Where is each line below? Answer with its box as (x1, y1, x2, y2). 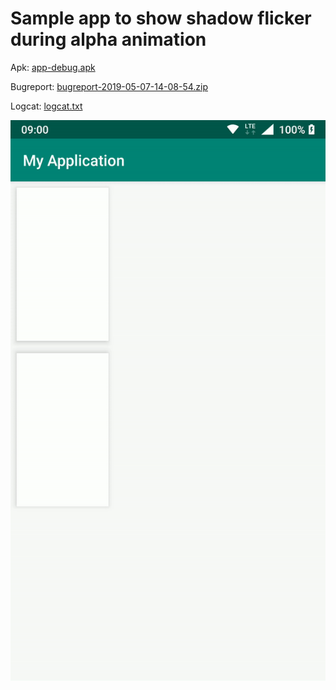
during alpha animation (10, 28, 207, 51)
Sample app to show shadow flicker (10, 7, 312, 30)
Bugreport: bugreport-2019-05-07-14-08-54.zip (10, 80, 209, 92)
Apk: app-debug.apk (10, 61, 96, 73)
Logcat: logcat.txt (10, 100, 83, 112)
